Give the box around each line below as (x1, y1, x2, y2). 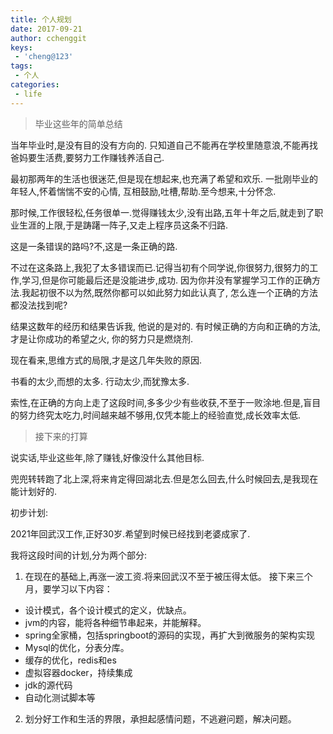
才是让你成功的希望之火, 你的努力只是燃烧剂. (10, 332, 194, 345)
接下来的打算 (34, 430, 88, 442)
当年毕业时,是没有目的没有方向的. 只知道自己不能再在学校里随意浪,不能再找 (10, 139, 319, 151)
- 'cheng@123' (14, 52, 74, 62)
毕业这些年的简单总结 (34, 117, 123, 130)
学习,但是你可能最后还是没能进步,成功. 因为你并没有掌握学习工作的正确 (21, 274, 313, 286)
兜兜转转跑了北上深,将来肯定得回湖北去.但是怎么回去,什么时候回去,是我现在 (10, 472, 319, 485)
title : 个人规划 (10, 14, 72, 25)
